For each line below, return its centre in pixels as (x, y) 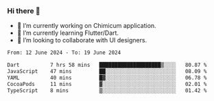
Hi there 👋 (24, 11)
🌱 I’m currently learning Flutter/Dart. (68, 33)
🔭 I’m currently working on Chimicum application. (86, 26)
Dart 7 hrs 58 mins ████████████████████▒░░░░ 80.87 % (107, 65)
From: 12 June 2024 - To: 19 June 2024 (64, 53)
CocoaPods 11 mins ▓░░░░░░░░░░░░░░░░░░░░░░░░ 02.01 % (107, 84)
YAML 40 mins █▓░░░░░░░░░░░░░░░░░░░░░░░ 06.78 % (107, 78)
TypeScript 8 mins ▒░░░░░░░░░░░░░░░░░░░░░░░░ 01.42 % (107, 90)
